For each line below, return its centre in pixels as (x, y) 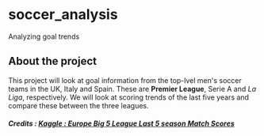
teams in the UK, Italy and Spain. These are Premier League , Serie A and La (132, 89)
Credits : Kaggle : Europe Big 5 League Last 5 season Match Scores (122, 123)
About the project (53, 61)
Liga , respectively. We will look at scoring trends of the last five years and (129, 97)
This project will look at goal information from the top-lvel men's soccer (125, 80)
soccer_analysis (63, 15)
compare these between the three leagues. (78, 105)
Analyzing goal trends (44, 36)
